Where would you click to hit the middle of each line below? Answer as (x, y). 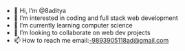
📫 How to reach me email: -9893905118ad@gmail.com (91, 40)
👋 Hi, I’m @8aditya (40, 11)
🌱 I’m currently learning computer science (73, 25)
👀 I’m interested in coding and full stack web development (96, 18)
